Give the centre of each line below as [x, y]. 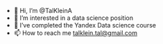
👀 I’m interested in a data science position [74, 18]
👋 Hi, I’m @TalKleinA [43, 11]
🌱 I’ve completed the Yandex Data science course [85, 25]
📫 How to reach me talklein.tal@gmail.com [75, 33]
